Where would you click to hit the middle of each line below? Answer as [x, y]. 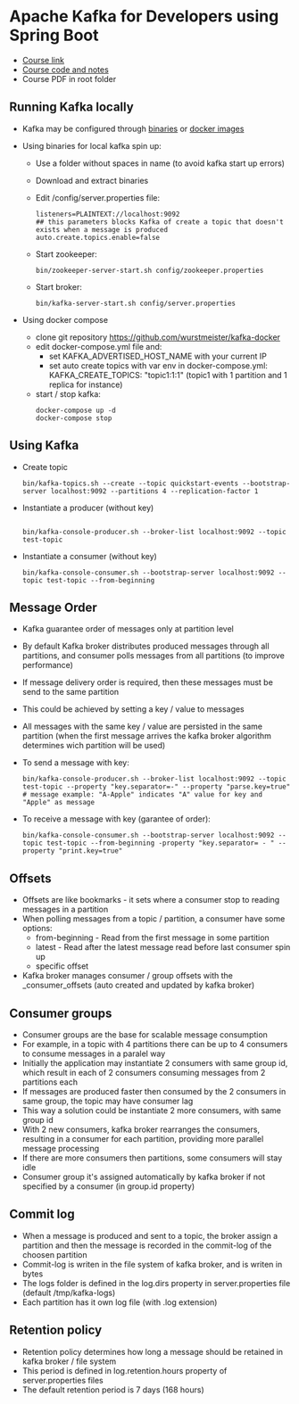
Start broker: [58, 286]
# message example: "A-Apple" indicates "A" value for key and [142, 795]
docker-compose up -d [75, 410]
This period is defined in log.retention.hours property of [125, 1370]
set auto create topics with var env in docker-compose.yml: [158, 365]
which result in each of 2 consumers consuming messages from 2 [144, 1073]
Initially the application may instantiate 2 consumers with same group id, [155, 1063]
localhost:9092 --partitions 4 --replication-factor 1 [154, 491]
